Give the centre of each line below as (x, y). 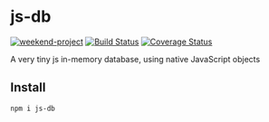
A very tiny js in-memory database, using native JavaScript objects (135, 59)
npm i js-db (33, 108)
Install (28, 88)
